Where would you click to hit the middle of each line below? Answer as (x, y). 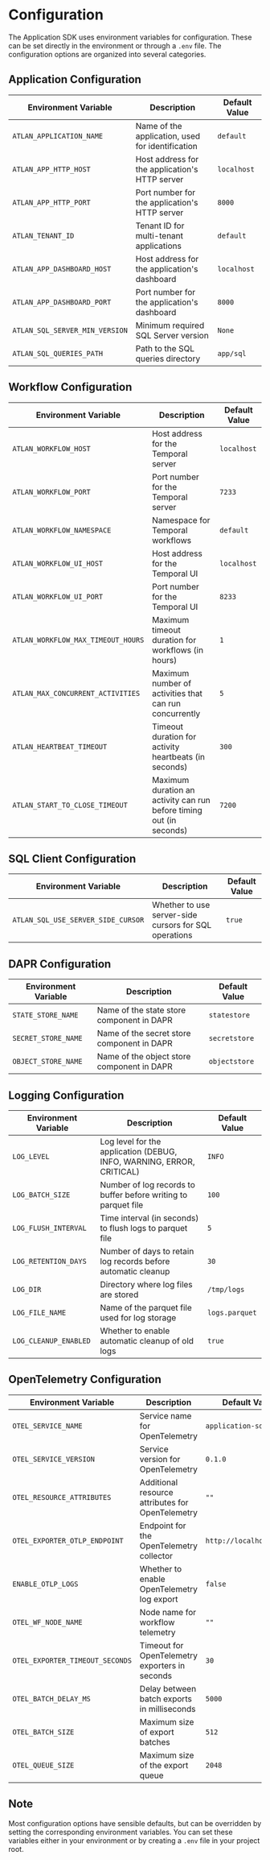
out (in (164, 820)
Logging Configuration (66, 1095)
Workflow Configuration (70, 387)
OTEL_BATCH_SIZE (43, 1732)
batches (155, 1742)
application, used (168, 136)
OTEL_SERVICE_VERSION (53, 1459)
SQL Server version (172, 335)
